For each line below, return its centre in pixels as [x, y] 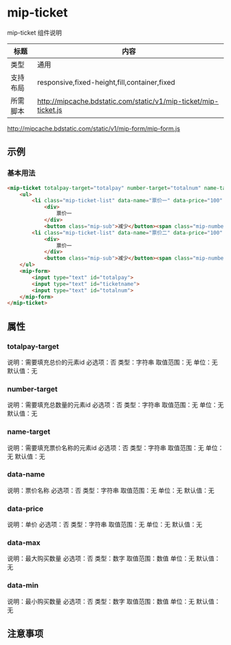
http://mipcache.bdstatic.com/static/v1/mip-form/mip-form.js [94, 128]
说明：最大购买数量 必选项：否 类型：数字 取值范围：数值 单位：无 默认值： [114, 558]
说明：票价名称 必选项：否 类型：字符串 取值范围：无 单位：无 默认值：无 [111, 490]
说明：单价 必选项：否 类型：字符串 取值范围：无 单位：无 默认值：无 [105, 525]
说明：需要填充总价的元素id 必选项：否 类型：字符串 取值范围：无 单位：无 [112, 362]
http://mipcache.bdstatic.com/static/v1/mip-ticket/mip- [128, 101]
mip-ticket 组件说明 [34, 32]
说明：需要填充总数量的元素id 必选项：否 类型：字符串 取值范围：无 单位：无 [115, 405]
